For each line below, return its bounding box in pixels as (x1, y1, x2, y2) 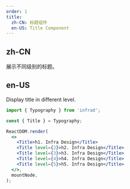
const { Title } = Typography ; (6, 118, 83, 124)
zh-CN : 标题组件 (11, 19, 48, 25)
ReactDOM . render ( (6, 129, 49, 134)
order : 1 (6, 8, 28, 15)
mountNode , (11, 172, 38, 178)
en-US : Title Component (11, 25, 69, 31)
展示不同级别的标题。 (6, 63, 57, 70)
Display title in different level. (6, 96, 76, 103)
